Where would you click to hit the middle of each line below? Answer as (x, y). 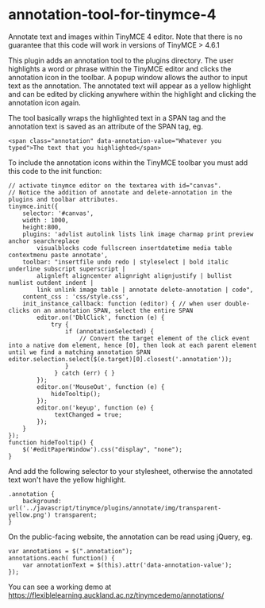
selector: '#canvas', (58, 213)
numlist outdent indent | (51, 283)
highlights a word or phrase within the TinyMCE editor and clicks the (120, 68)
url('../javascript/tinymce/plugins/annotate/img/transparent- (115, 508)
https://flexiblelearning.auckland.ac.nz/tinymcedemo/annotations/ (116, 595)
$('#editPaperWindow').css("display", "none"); (102, 449)
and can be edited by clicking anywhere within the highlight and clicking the (132, 94)
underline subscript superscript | (67, 269)
